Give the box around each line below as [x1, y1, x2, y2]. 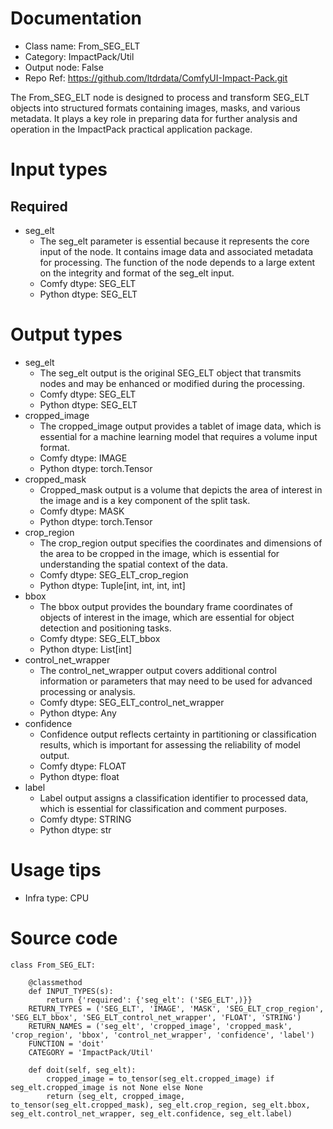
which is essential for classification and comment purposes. [39, 802, 287, 814]
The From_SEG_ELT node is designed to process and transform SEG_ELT [10, 91, 310, 103]
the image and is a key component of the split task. [39, 494, 251, 506]
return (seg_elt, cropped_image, [46, 1091, 186, 1101]
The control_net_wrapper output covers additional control [39, 664, 277, 676]
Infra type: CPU [24, 892, 90, 904]
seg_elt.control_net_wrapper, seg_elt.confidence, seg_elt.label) [10, 1108, 293, 1119]
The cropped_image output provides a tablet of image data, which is [39, 420, 322, 432]
